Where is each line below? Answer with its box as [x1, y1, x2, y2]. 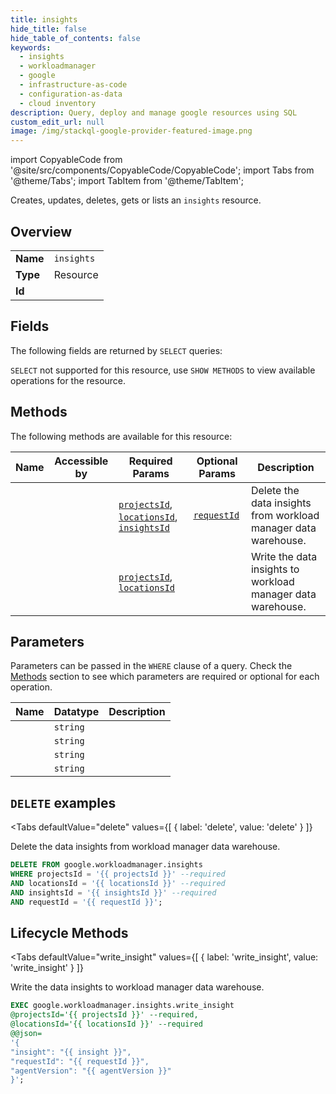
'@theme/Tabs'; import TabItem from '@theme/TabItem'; [10, 175, 244, 187]
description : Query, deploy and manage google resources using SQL [10, 107, 298, 118]
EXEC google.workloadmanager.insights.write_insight [10, 1001, 235, 1011]
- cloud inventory [19, 98, 97, 108]
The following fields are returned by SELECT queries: [10, 344, 223, 356]
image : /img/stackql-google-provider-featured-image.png [10, 126, 253, 136]
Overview [10, 223, 73, 240]
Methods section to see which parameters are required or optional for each [10, 671, 320, 683]
